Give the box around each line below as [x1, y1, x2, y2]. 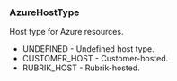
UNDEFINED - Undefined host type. [22, 44, 155, 54]
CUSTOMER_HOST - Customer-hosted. [22, 53, 169, 64]
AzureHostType [9, 6, 80, 19]
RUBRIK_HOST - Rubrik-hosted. [22, 62, 141, 73]
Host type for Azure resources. [9, 27, 124, 37]
